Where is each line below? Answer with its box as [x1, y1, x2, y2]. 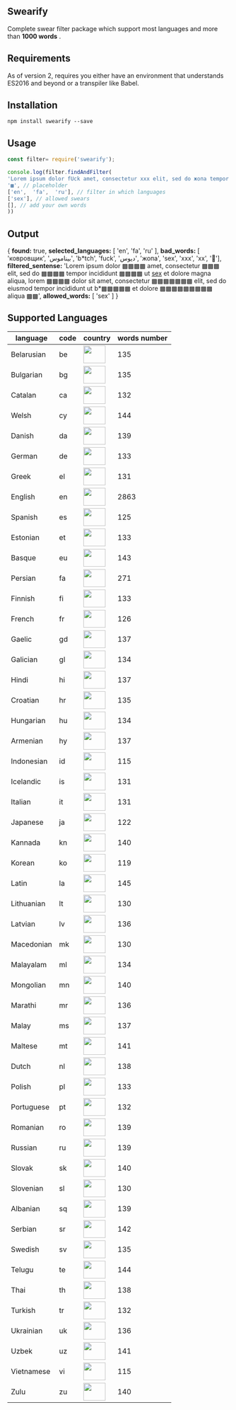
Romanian [11, 1122, 45, 1132]
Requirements [7, 52, 71, 64]
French [11, 613, 35, 623]
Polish [11, 1082, 32, 1092]
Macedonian [11, 939, 53, 949]
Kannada [11, 838, 41, 848]
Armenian [11, 736, 44, 746]
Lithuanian [11, 898, 46, 908]
